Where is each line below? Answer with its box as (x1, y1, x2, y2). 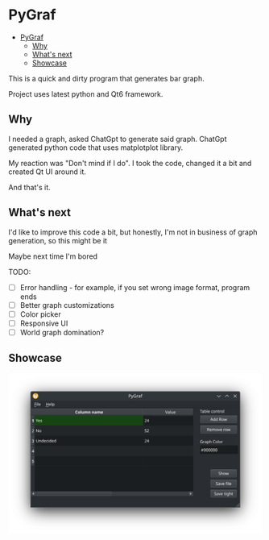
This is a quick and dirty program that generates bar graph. (8, 73, 205, 83)
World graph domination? (19, 327, 105, 337)
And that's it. (8, 182, 51, 192)
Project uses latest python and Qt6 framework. (8, 89, 163, 98)
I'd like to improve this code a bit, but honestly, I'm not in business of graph (8, 227, 258, 237)
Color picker (19, 309, 62, 319)
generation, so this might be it (8, 235, 107, 245)
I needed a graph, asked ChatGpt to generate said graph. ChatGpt (8, 134, 227, 143)
